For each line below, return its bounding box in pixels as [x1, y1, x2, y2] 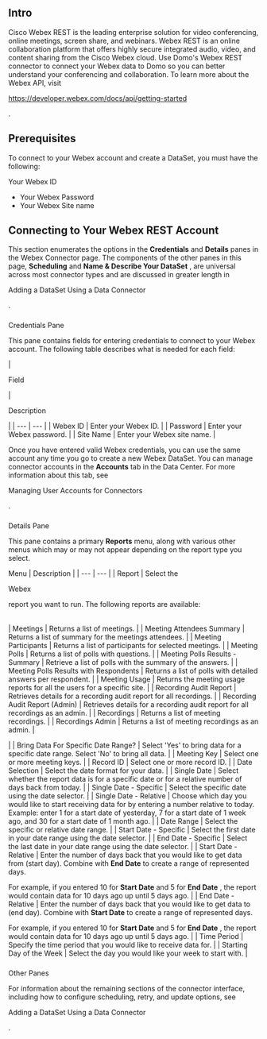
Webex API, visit [8, 78, 62, 87]
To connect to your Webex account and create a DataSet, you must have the [8, 153, 258, 162]
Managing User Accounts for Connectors [8, 486, 143, 496]
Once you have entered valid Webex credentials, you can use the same [8, 445, 241, 455]
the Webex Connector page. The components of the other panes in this [8, 253, 242, 263]
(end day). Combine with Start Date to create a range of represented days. [8, 908, 253, 917]
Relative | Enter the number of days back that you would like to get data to [8, 899, 251, 909]
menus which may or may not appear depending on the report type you [8, 545, 242, 554]
